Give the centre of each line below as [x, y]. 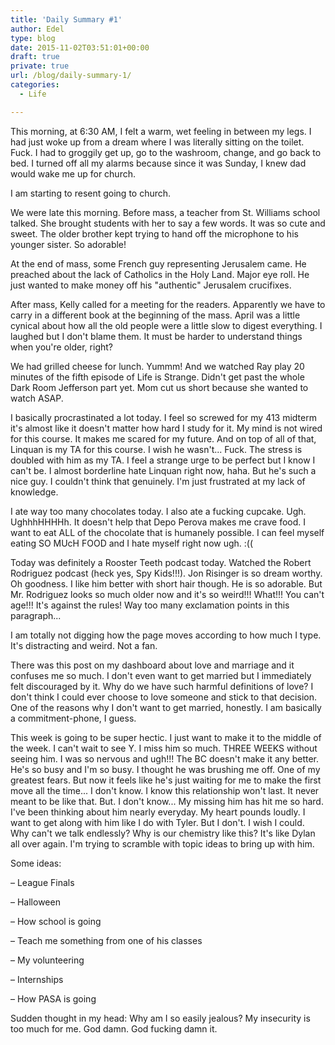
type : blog [33, 38]
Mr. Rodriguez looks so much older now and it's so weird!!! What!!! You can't [167, 594]
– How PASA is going [53, 998]
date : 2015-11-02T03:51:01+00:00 [80, 47]
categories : [35, 85]
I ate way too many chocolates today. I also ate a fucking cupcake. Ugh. [158, 511]
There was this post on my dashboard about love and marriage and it [152, 665]
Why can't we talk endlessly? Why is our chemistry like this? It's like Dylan [163, 833]
